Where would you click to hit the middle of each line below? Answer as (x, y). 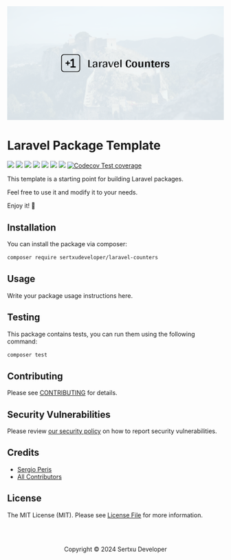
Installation (32, 227)
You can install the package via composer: (67, 244)
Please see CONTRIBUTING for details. (63, 393)
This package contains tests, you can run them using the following (101, 334)
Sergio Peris (34, 469)
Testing (24, 318)
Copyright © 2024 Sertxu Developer (115, 549)
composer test (27, 354)
